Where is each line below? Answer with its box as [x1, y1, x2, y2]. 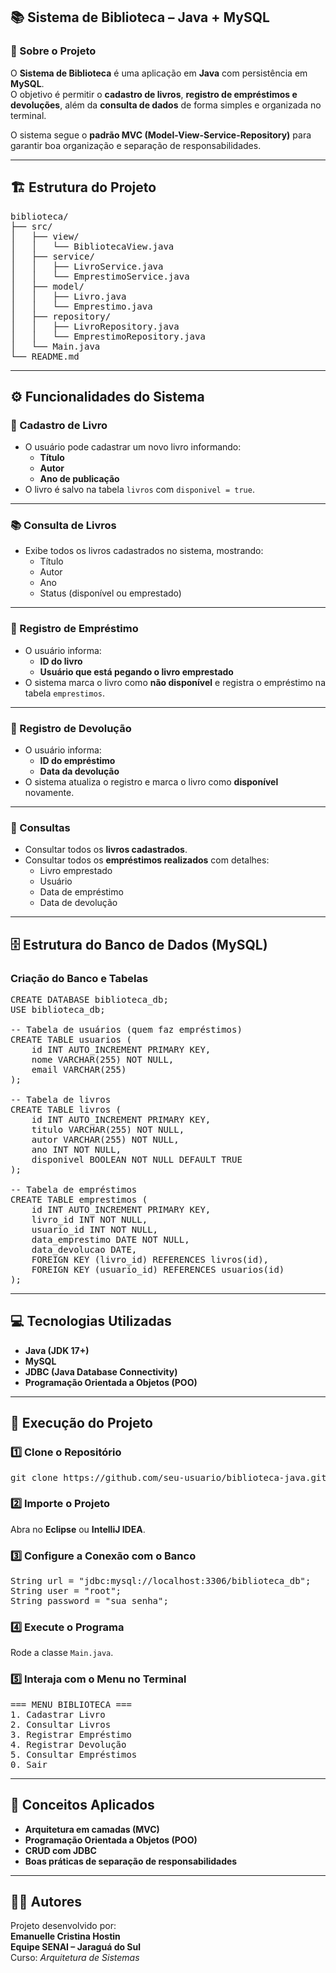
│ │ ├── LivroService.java [10, 260, 164, 272]
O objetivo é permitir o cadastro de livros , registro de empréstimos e [10, 88, 298, 100]
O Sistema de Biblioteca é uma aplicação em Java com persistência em [10, 67, 308, 79]
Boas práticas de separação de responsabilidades [24, 1855, 238, 1867]
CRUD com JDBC [24, 1844, 97, 1856]
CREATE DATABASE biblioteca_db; [10, 994, 169, 1006]
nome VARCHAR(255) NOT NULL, [31, 1054, 175, 1066]
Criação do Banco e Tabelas [10, 971, 149, 985]
